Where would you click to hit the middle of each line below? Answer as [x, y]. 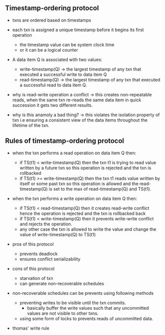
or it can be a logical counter [49, 50]
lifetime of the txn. [31, 125]
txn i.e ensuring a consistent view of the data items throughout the [80, 120]
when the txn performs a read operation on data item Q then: [74, 153]
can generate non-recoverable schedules [62, 283]
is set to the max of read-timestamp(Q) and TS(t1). [100, 189]
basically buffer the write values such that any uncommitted [88, 308]
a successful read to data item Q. [53, 85]
